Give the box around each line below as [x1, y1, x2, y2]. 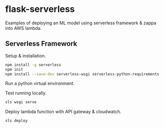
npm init [5, 67, 23, 72]
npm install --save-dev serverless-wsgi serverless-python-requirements [5, 71, 160, 76]
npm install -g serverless [5, 62, 61, 67]
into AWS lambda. [5, 25, 42, 31]
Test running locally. [5, 90, 47, 96]
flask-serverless [5, 3, 75, 15]
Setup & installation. [5, 53, 46, 59]
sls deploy [5, 118, 28, 124]
